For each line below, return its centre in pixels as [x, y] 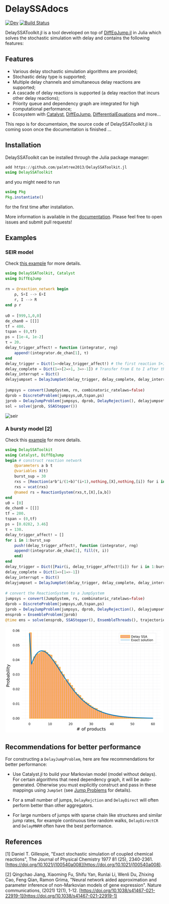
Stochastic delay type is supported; [49, 77]
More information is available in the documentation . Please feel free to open [84, 217]
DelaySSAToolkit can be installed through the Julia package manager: [77, 157]
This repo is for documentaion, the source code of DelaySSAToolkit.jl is [79, 124]
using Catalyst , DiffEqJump [35, 455]
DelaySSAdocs [37, 9]
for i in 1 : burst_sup [28, 540]
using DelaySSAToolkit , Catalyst [40, 273]
